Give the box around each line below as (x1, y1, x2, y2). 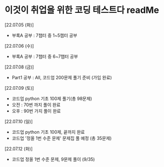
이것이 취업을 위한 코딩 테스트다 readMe (4, 4, 160, 16)
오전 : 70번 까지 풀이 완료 (11, 102, 60, 108)
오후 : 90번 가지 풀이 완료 (11, 108, 61, 114)
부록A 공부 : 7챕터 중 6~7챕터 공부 (11, 53, 78, 59)
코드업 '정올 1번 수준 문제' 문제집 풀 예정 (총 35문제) (11, 135, 112, 141)
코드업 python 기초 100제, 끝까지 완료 (11, 129, 85, 135)
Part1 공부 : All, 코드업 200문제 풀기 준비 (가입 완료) (11, 74, 112, 80)
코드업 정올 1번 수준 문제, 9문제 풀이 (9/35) (11, 156, 95, 162)
